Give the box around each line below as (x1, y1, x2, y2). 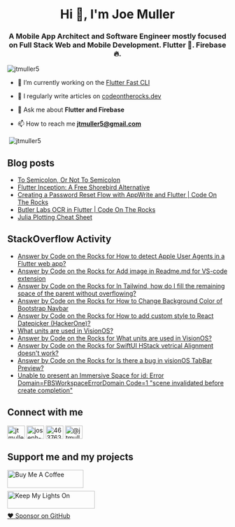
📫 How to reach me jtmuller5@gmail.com (17, 119, 141, 128)
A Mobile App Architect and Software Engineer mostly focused (8, 32, 227, 41)
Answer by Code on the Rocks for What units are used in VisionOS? (17, 333, 212, 342)
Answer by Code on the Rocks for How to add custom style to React (17, 312, 214, 320)
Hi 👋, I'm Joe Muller (60, 6, 175, 22)
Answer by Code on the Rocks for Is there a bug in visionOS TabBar (17, 356, 213, 364)
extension (17, 274, 46, 283)
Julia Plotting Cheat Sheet (17, 213, 93, 221)
